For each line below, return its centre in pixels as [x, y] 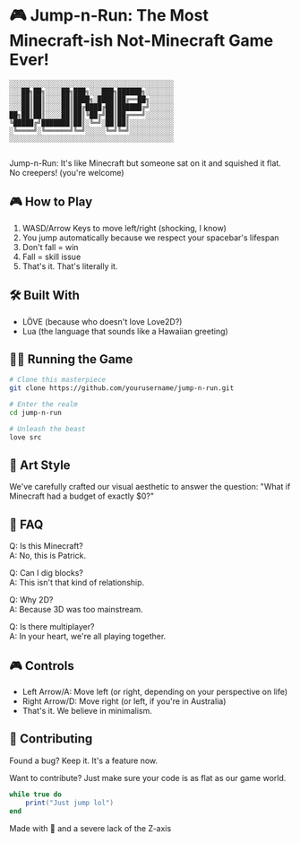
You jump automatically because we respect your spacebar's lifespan [150, 238]
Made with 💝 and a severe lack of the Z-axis [90, 828]
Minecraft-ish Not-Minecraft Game [141, 41]
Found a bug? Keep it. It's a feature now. [84, 760]
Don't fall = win [50, 247]
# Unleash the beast [48, 429]
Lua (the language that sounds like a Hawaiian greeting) [125, 331]
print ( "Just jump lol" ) [70, 803]
